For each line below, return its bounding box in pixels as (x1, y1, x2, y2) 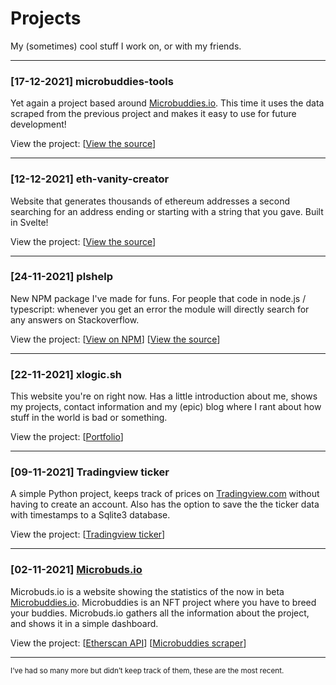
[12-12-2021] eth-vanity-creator (10, 172, 170, 186)
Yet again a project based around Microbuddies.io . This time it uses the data (10, 97, 325, 109)
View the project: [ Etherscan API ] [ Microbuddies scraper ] (10, 637, 247, 649)
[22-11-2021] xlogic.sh (10, 367, 123, 381)
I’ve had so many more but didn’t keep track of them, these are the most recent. (10, 665, 285, 676)
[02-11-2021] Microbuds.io (10, 563, 143, 577)
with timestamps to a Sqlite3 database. (10, 509, 171, 521)
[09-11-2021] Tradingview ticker (10, 465, 170, 479)
